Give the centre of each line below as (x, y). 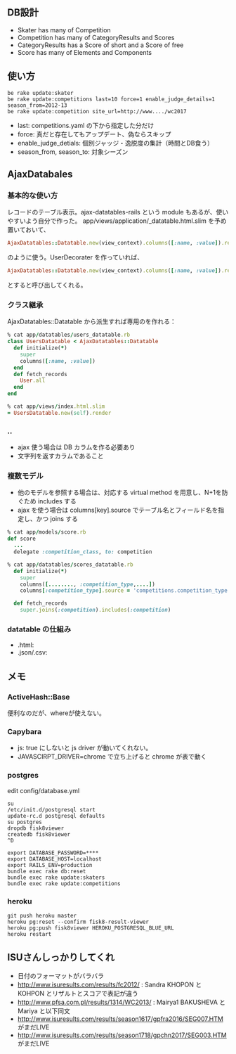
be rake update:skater (40, 93)
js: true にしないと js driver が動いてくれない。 (85, 748)
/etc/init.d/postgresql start (52, 810)
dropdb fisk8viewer (36, 828)
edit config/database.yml (44, 790)
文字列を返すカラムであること (60, 456)
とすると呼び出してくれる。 (47, 285)
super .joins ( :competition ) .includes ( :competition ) (96, 610)
